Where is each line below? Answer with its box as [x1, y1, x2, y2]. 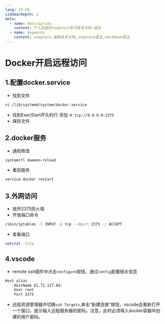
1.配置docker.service [5, 78, 70, 87]
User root [14, 288, 34, 292]
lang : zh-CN [5, 7, 30, 12]
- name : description [9, 21, 52, 26]
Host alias [5, 278, 28, 283]
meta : [5, 16, 16, 21]
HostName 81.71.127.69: [14, 283, 63, 288]
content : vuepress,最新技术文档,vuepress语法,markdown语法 [14, 35, 131, 40]
